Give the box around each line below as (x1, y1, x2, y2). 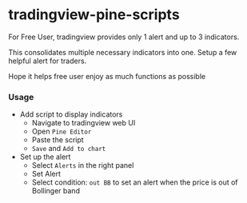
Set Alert (31, 169, 62, 179)
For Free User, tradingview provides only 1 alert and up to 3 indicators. (8, 32, 240, 42)
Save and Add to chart (31, 144, 106, 153)
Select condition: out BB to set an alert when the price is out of (31, 177, 238, 187)
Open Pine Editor (31, 126, 92, 137)
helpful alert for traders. (8, 56, 87, 66)
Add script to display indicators (19, 109, 123, 119)
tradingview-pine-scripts (8, 6, 180, 24)
